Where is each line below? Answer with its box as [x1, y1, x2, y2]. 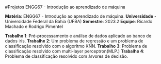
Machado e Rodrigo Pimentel [5, 24, 63, 29]
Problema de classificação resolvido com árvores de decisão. [5, 53, 129, 59]
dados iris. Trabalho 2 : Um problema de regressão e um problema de [5, 38, 144, 44]
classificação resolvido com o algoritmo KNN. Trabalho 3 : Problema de [5, 43, 147, 49]
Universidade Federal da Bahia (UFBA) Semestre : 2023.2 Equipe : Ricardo [5, 19, 153, 24]
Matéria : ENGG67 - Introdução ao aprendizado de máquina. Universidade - [5, 13, 157, 19]
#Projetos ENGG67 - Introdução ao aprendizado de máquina [5, 4, 126, 10]
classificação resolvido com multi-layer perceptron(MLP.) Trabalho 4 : [5, 48, 145, 54]
